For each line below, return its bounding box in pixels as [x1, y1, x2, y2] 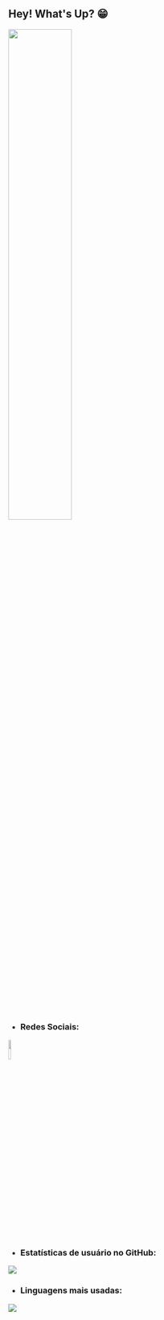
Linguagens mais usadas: [19, 1285, 123, 1296]
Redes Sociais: [19, 1021, 80, 1032]
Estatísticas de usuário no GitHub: [19, 1248, 157, 1259]
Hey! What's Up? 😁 [8, 7, 109, 21]
